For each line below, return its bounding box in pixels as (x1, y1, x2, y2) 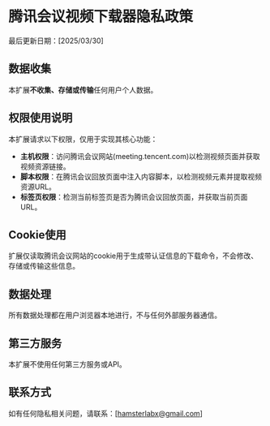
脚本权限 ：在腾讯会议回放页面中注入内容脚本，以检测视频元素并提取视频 (19, 171, 262, 181)
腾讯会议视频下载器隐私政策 (8, 7, 194, 26)
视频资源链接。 (19, 161, 71, 171)
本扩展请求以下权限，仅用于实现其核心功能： (8, 134, 158, 144)
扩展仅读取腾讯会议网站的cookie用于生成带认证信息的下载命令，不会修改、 (8, 251, 259, 260)
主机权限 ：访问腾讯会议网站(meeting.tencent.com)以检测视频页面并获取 (19, 151, 261, 161)
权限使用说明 (8, 111, 73, 125)
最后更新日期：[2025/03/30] (8, 36, 104, 45)
